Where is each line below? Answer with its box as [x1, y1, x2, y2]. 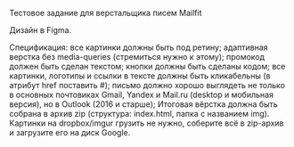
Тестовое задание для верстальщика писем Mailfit [9, 8, 202, 18]
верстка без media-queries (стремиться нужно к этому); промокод [9, 52, 265, 61]
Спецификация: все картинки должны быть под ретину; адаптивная [9, 42, 269, 53]
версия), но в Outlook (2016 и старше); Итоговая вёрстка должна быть [9, 99, 278, 110]
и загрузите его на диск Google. [9, 127, 131, 137]
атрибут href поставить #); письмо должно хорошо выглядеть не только [9, 80, 285, 90]
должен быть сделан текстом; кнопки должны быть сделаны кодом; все [9, 61, 286, 71]
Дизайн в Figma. [9, 25, 72, 35]
